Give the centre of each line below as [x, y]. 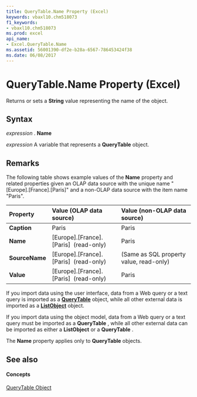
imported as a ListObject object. [45, 306]
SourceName [28, 258]
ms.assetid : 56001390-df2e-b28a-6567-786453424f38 [69, 50]
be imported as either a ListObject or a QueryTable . [70, 329]
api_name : [18, 39]
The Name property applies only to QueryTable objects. [74, 341]
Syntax [19, 119]
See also [22, 359]
